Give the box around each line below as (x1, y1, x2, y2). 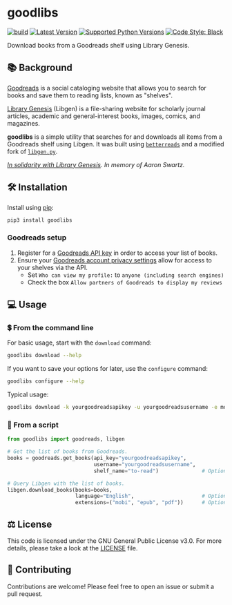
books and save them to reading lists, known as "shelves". (7, 91, 173, 99)
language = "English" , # (75, 492, 206, 500)
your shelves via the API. (17, 263, 88, 271)
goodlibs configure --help (7, 378, 85, 385)
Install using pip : (7, 203, 54, 211)
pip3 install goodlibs (7, 216, 72, 224)
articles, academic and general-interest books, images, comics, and (7, 112, 200, 120)
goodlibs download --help (7, 352, 81, 359)
